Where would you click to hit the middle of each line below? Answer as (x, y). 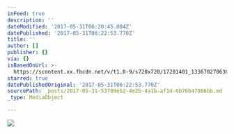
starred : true (28, 78)
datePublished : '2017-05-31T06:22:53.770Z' (71, 33)
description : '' (31, 20)
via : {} (18, 59)
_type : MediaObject (36, 98)
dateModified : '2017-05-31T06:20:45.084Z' (70, 26)
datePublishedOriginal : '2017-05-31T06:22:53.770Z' (84, 85)
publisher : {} (28, 53)
